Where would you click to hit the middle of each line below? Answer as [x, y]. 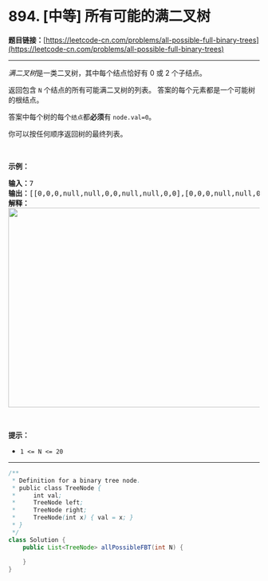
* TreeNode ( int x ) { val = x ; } [73, 518]
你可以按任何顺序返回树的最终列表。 [68, 133]
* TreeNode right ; [49, 510]
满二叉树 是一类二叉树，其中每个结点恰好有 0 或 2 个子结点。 [108, 73]
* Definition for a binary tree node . [76, 480]
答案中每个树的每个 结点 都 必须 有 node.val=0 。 [82, 117]
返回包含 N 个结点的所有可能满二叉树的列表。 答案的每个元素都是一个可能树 [132, 89]
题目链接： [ [27, 40]
